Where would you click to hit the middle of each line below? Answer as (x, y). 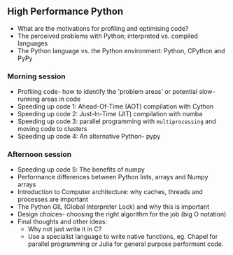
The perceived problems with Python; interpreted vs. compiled (107, 36)
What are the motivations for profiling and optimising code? (103, 28)
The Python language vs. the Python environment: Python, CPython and (121, 50)
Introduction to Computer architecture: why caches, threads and (110, 192)
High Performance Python (65, 12)
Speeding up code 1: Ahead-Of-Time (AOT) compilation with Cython (115, 106)
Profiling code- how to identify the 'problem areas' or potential (107, 92)
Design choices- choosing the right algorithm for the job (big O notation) (122, 214)
